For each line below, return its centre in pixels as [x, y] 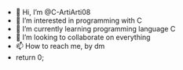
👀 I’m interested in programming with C [79, 20]
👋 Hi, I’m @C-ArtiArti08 [53, 12]
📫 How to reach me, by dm [60, 46]
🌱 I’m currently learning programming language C [95, 29]
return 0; [30, 57]
